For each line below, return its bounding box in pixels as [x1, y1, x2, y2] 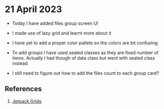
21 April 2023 [5, 4, 62, 15]
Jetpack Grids [12, 98, 42, 104]
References [5, 85, 42, 93]
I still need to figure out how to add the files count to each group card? [12, 70, 159, 76]
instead [12, 60, 28, 66]
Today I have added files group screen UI [12, 20, 98, 26]
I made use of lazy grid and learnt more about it [12, 30, 112, 36]
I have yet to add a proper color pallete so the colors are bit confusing [12, 39, 158, 46]
